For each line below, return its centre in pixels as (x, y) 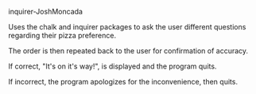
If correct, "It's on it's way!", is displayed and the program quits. (112, 66)
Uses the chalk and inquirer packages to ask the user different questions (127, 27)
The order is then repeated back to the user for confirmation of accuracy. (128, 51)
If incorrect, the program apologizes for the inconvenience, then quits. (123, 82)
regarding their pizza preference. (62, 35)
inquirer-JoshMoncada (46, 12)
